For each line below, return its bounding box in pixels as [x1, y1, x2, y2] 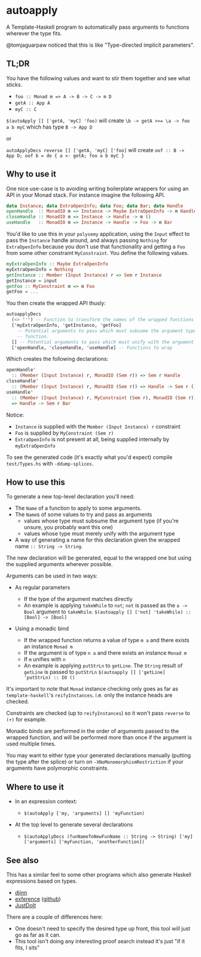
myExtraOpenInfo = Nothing [6, 266, 74, 272]
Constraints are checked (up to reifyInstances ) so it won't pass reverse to [6, 710, 190, 717]
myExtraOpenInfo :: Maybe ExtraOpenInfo [6, 261, 109, 267]
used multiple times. [6, 740, 56, 748]
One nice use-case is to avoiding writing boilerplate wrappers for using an [6, 185, 189, 192]
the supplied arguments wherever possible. [6, 561, 113, 568]
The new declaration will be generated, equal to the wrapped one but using [6, 554, 191, 561]
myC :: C [14, 106, 37, 113]
